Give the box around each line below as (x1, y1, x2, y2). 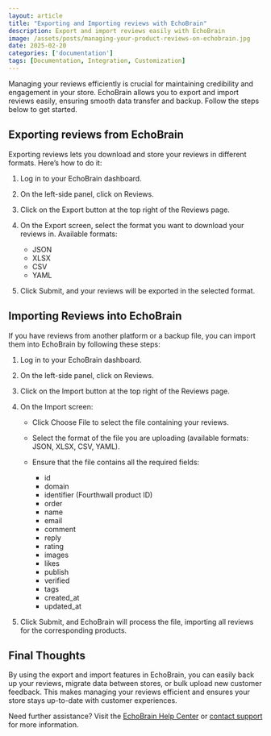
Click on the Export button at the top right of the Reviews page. (19, 205, 230, 214)
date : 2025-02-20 (8, 42, 67, 50)
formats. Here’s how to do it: (8, 158, 102, 168)
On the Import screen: (19, 401, 94, 411)
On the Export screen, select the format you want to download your (19, 220, 244, 230)
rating (44, 541, 65, 551)
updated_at (44, 601, 82, 611)
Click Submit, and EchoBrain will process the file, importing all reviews (19, 617, 254, 626)
